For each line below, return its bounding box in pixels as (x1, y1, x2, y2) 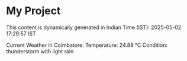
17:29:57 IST (6, 30, 37, 37)
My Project (6, 4, 61, 18)
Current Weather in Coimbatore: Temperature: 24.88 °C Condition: (6, 41, 167, 49)
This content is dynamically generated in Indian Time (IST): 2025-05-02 (6, 24, 182, 31)
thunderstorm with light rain (6, 47, 74, 54)
